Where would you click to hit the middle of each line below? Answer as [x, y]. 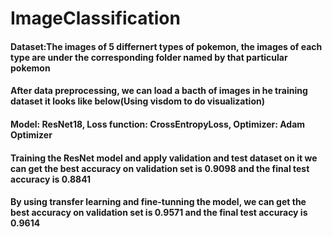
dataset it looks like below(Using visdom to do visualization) [137, 101]
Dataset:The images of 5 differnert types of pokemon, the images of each [166, 46]
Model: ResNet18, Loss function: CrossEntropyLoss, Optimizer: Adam [158, 124]
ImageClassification [95, 18]
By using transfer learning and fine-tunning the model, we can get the [158, 202]
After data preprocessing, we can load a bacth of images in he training [159, 91]
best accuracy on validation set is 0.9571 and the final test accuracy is [159, 213]
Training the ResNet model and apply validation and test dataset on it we [164, 158]
